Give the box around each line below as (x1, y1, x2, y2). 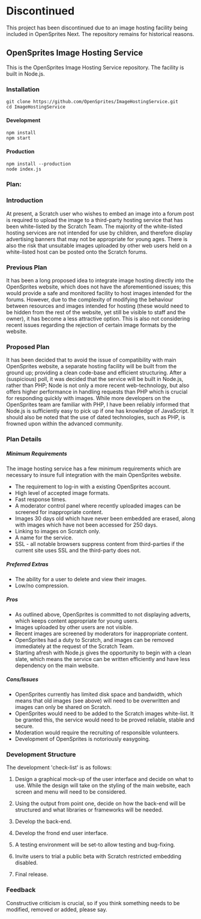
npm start (6, 135, 31, 142)
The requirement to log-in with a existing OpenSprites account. (14, 483, 171, 490)
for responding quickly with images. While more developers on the (6, 395, 171, 402)
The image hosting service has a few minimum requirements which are (6, 465, 181, 472)
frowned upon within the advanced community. (6, 420, 123, 427)
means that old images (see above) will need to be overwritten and (14, 697, 180, 704)
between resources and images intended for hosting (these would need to (6, 302, 190, 310)
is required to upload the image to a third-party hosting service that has (6, 216, 183, 223)
